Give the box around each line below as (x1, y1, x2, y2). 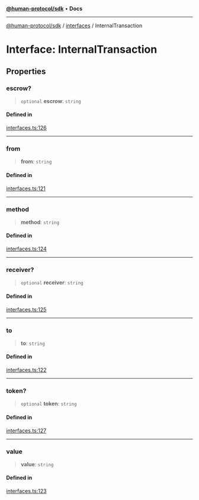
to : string (20, 339, 46, 347)
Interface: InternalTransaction (6, 43, 158, 56)
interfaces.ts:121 (6, 185, 46, 192)
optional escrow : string (20, 97, 82, 104)
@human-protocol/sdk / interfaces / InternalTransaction (6, 22, 143, 29)
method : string (20, 219, 60, 226)
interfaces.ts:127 (6, 427, 47, 434)
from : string (20, 158, 52, 165)
